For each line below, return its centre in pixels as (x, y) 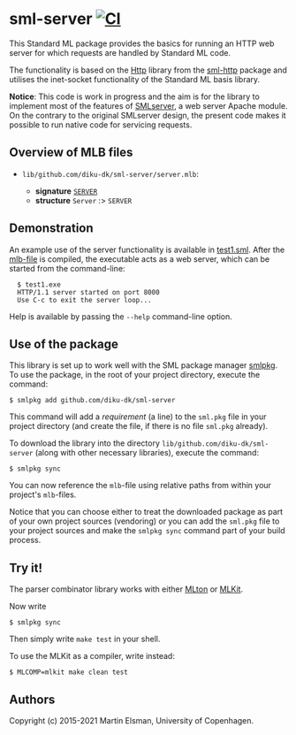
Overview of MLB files (71, 153)
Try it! (26, 567)
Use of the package (64, 344)
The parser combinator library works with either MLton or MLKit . (126, 589)
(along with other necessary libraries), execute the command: (147, 453)
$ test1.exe (39, 284)
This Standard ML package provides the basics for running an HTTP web (142, 43)
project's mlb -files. (43, 494)
